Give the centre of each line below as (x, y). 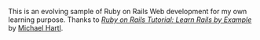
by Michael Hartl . (36, 28)
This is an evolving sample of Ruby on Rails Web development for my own (128, 11)
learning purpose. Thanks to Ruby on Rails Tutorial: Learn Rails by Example (130, 20)
